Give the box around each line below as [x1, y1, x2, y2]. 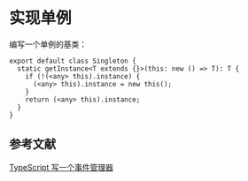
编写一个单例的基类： [9, 39, 87, 49]
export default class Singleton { [9, 57, 137, 65]
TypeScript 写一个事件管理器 [9, 162, 113, 172]
